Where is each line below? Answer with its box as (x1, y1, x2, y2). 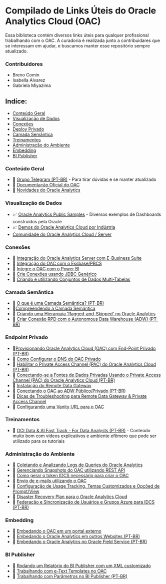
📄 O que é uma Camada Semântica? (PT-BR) (12, 300, 104, 306)
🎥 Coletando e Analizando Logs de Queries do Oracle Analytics (12, 462, 143, 468)
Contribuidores (5, 60, 43, 67)
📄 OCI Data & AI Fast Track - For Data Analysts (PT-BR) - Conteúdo (12, 427, 151, 433)
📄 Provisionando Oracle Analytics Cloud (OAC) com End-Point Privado (12, 345, 156, 351)
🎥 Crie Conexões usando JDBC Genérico (12, 271, 97, 277)
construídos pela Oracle (12, 218, 62, 224)
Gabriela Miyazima (12, 82, 51, 88)
